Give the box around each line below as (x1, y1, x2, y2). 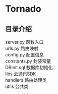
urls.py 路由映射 (5, 45, 39, 51)
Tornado (5, 3, 41, 15)
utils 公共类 (5, 83, 29, 89)
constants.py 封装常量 (5, 58, 51, 64)
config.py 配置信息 (5, 52, 44, 57)
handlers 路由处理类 (5, 77, 47, 83)
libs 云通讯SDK (5, 71, 36, 77)
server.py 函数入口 (5, 39, 44, 45)
